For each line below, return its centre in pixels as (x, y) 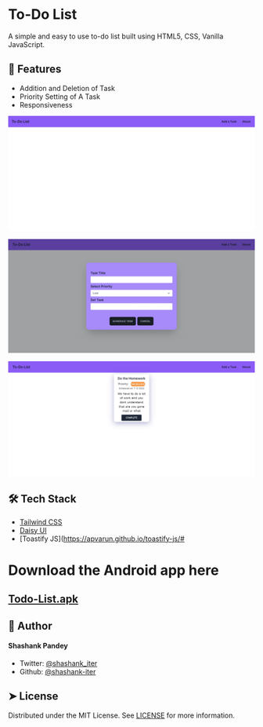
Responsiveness (46, 104)
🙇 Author (30, 626)
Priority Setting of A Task (59, 97)
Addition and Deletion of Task (67, 88)
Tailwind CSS (41, 522)
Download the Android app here (113, 570)
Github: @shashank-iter (58, 671)
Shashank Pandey (38, 646)
